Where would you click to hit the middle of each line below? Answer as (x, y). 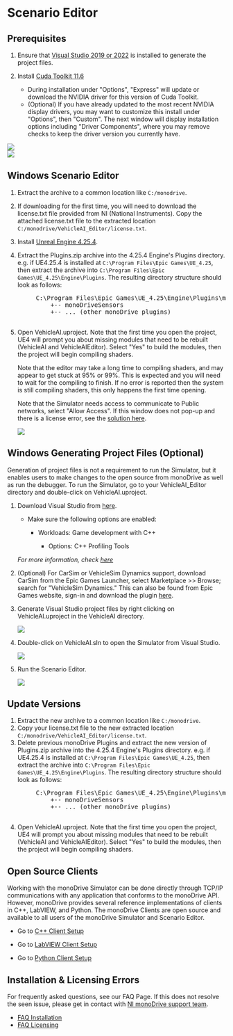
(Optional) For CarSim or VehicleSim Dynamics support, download (111, 573)
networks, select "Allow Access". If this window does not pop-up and (116, 411)
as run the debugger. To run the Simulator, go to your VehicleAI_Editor (107, 484)
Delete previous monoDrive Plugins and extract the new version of (112, 743)
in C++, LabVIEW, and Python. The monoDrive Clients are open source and (114, 910)
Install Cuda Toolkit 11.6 (51, 76)
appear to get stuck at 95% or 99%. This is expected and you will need (119, 375)
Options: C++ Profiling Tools (89, 546)
